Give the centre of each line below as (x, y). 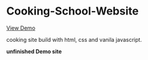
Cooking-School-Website (72, 11)
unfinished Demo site (34, 51)
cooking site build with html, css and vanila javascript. (74, 39)
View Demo (21, 28)
